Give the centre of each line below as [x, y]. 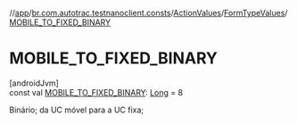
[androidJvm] [34, 83]
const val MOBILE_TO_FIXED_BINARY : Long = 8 [96, 92]
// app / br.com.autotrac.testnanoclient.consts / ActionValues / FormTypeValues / [148, 13]
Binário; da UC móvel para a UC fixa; [77, 110]
